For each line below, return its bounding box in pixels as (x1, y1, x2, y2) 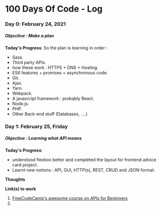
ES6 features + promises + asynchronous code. (12, 70, 108, 76)
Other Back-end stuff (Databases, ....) (12, 111, 88, 117)
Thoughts (5, 176, 25, 182)
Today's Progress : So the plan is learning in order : (5, 45, 108, 51)
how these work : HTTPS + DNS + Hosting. (12, 65, 99, 71)
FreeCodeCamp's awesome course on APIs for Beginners (12, 195, 128, 201)
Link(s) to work (5, 186, 36, 192)
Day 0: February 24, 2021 (5, 21, 66, 28)
